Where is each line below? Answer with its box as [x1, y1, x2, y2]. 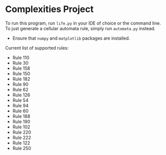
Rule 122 [12, 139, 30, 146]
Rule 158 [12, 65, 30, 71]
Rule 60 [12, 108, 29, 114]
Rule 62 [12, 86, 28, 92]
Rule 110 [12, 54, 29, 61]
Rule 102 [12, 124, 30, 130]
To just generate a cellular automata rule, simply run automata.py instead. [5, 25, 156, 31]
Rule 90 [12, 81, 29, 87]
